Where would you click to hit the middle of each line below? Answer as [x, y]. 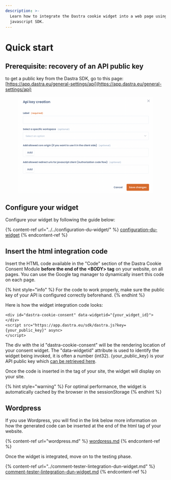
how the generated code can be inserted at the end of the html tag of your [83, 426]
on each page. [20, 280]
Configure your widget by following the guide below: [60, 220]
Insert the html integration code [56, 251]
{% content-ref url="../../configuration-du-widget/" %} [62, 230]
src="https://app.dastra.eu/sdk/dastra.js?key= [75, 325]
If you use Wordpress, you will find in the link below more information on [81, 420]
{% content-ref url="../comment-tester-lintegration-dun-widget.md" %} [80, 466]
